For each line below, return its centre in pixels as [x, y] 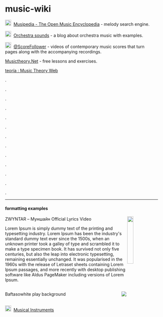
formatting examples [27, 208]
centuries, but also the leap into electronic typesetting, [60, 254]
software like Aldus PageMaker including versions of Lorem [65, 275]
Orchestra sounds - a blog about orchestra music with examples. [78, 35]
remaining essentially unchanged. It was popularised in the [64, 259]
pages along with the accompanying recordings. [53, 51]
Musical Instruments [34, 310]
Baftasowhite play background [35, 294]
